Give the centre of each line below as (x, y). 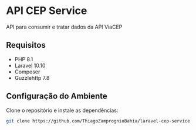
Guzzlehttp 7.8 (32, 78)
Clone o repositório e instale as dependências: (62, 110)
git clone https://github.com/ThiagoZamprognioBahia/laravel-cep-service (98, 121)
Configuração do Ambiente (57, 96)
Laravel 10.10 (30, 65)
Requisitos (26, 45)
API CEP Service (47, 11)
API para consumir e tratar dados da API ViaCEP (64, 27)
